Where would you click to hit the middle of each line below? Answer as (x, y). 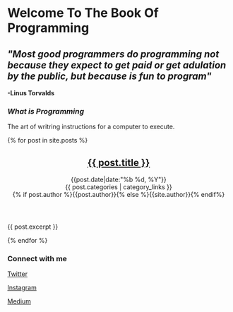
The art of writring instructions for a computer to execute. (91, 127)
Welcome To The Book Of (83, 13)
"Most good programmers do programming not (113, 54)
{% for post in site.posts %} (48, 140)
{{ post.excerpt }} (33, 227)
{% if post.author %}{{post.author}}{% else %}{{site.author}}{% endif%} (119, 195)
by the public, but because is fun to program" (109, 76)
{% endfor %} (28, 241)
